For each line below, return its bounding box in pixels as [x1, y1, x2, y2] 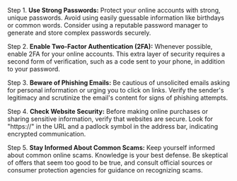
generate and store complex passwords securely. [7, 28, 151, 37]
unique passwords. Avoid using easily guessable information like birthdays [7, 13, 225, 22]
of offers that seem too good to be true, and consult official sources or [7, 158, 213, 167]
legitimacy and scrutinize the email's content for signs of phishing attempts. [7, 93, 229, 102]
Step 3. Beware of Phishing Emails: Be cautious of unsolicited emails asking [7, 78, 230, 87]
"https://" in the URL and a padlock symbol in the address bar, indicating [7, 122, 219, 130]
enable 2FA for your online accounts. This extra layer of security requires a [7, 49, 225, 58]
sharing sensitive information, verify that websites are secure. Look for [7, 115, 214, 123]
